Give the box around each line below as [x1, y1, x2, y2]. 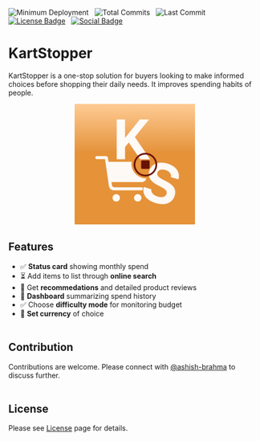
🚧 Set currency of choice [19, 308, 104, 318]
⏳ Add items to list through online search [19, 271, 157, 280]
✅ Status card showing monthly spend [19, 261, 149, 271]
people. [8, 88, 34, 97]
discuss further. [8, 370, 60, 380]
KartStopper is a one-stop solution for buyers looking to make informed [8, 71, 245, 80]
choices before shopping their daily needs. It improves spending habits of [8, 79, 252, 88]
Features [8, 240, 54, 254]
